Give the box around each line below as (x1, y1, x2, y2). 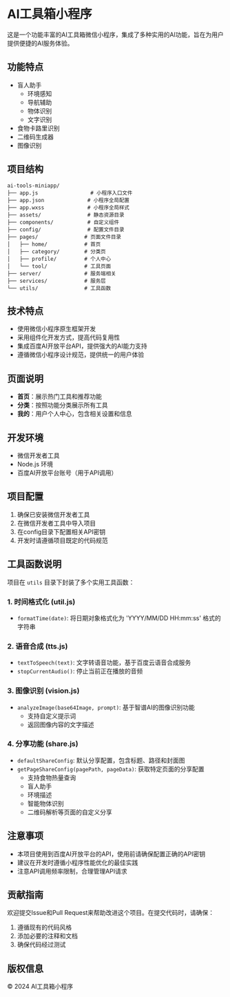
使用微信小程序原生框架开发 (17, 325, 96, 333)
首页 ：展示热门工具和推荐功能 (17, 393, 102, 401)
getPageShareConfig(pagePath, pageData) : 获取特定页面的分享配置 (17, 764, 205, 773)
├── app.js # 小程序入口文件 (7, 189, 133, 197)
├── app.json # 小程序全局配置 (7, 197, 129, 204)
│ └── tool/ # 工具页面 (7, 263, 112, 270)
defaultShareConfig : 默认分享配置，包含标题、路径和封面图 (17, 756, 185, 764)
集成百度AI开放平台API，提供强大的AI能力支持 (17, 342, 147, 351)
